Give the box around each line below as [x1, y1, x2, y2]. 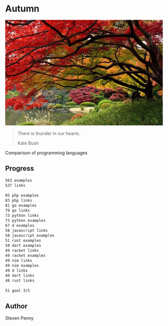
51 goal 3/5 [5, 288, 30, 293]
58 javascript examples [5, 233, 55, 238]
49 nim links [5, 258, 32, 263]
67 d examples [5, 223, 35, 228]
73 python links [5, 213, 39, 218]
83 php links [5, 198, 32, 203]
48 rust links [5, 278, 35, 283]
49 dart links [5, 273, 35, 278]
